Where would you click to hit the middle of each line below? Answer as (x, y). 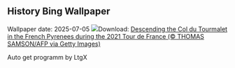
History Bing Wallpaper (59, 11)
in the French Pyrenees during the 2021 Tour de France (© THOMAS (106, 36)
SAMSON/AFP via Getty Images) (54, 44)
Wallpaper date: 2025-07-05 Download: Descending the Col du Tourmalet (117, 29)
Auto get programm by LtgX (47, 57)
